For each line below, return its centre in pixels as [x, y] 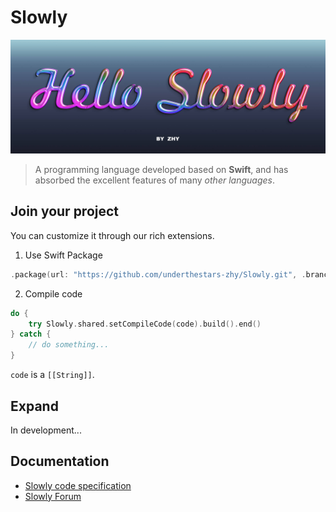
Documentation [60, 461]
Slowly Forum [53, 496]
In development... [46, 430]
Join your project [65, 211]
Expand [34, 406]
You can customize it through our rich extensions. [112, 235]
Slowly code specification [78, 485]
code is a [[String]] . [52, 375]
